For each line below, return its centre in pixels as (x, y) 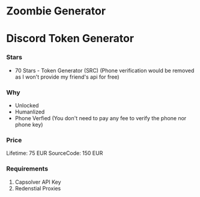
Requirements (27, 169)
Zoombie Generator (56, 11)
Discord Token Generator (70, 39)
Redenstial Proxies (38, 188)
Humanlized (30, 112)
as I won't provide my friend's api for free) (67, 77)
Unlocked (27, 105)
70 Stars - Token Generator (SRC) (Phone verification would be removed (105, 70)
